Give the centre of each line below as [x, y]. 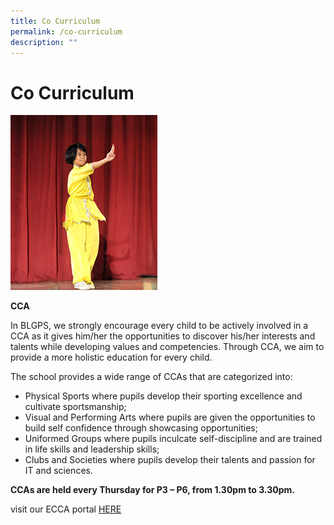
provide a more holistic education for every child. [111, 357]
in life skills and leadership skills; [92, 449]
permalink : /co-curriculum [66, 31]
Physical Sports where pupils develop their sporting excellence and [163, 396]
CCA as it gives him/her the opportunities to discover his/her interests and [163, 336]
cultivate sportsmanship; [75, 407]
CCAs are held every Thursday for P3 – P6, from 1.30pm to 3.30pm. [152, 490]
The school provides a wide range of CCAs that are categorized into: [151, 377]
